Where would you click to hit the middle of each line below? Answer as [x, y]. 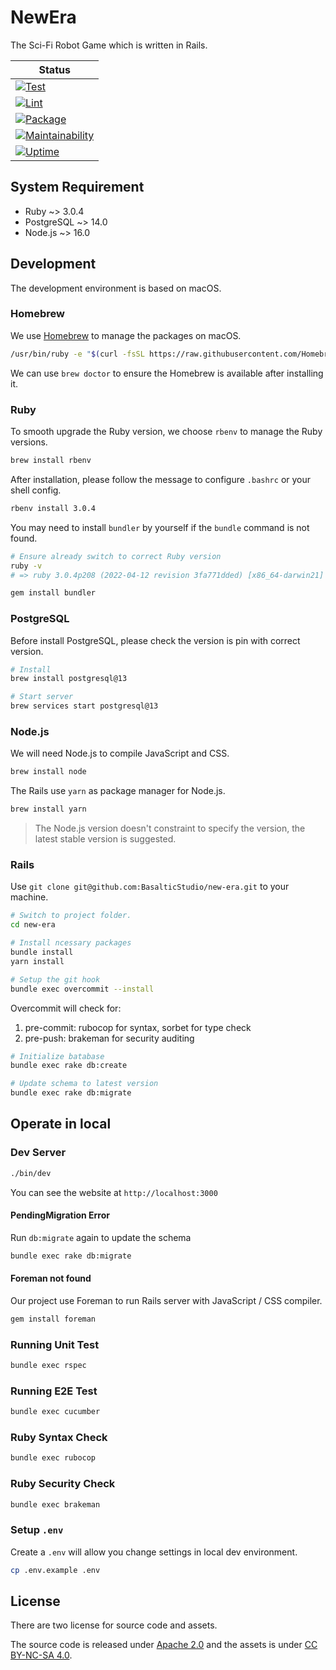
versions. [29, 442]
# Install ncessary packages [71, 943]
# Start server [42, 697]
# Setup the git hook [55, 979]
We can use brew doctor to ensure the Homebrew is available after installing [167, 373]
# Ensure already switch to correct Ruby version [116, 556]
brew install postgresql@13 [69, 679]
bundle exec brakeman [55, 1504]
